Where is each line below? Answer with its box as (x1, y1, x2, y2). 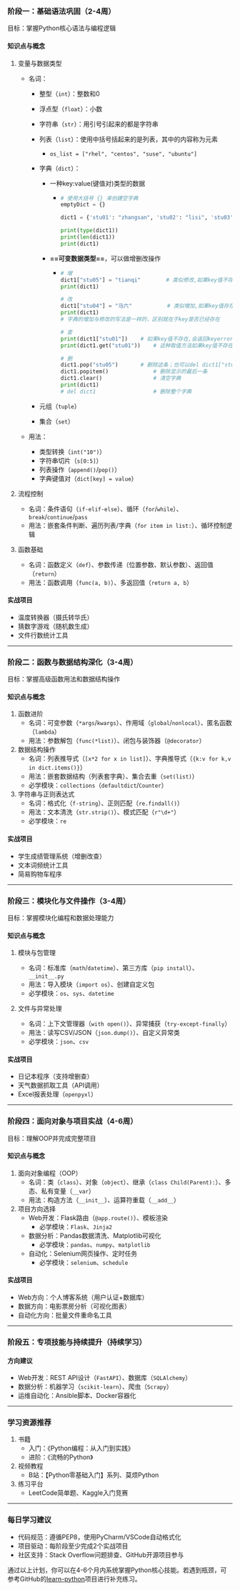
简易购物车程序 (17, 869, 62, 878)
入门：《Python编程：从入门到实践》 (28, 1444, 134, 1453)
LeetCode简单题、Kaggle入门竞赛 (28, 1489, 129, 1497)
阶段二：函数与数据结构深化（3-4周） (7, 657, 138, 667)
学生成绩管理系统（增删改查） (17, 851, 106, 860)
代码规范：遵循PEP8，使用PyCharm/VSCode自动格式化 (17, 1532, 181, 1541)
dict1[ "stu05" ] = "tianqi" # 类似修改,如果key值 (60, 276, 223, 284)
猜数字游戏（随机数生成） (17, 621, 94, 630)
